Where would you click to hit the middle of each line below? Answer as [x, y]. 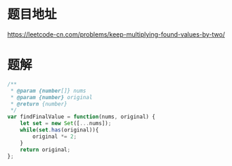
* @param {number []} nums [48, 91]
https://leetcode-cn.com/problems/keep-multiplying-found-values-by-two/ [116, 34]
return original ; [45, 149]
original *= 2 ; [55, 136]
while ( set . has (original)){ [59, 130]
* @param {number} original [51, 97]
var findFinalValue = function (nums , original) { [82, 117]
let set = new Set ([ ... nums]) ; [66, 124]
